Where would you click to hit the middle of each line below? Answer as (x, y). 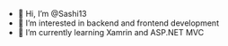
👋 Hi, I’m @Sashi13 (52, 14)
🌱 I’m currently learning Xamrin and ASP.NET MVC (111, 32)
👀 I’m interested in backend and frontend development (118, 23)
